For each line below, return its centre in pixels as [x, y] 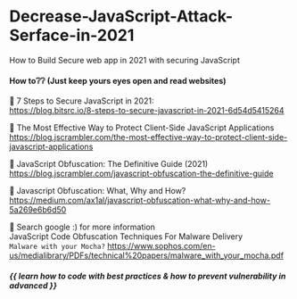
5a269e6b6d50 [38, 210]
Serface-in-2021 [72, 35]
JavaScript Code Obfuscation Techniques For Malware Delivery [126, 237]
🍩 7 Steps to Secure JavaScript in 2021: [82, 101]
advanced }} [33, 285]
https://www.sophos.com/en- [161, 246]
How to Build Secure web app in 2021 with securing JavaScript [125, 60]
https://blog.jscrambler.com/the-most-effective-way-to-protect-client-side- [148, 137]
